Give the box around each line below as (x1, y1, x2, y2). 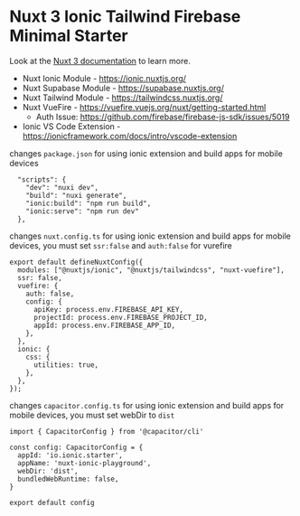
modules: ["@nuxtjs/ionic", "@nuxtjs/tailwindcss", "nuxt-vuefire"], (17, 265, 285, 275)
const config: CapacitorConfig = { (9, 443, 144, 452)
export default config (9, 498, 95, 507)
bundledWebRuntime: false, (17, 474, 119, 483)
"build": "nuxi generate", (25, 191, 127, 200)
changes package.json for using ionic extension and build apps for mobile (9, 147, 283, 159)
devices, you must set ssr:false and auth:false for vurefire (9, 239, 233, 250)
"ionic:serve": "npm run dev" (25, 206, 140, 216)
